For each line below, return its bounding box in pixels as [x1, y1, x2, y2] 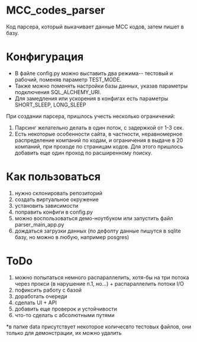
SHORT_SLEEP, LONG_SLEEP [14, 101, 86, 108]
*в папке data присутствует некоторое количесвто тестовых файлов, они [6, 323, 192, 330]
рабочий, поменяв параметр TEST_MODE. [14, 76, 122, 83]
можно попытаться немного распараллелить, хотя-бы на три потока [14, 273, 189, 281]
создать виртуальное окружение [14, 196, 99, 203]
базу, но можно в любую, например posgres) [14, 233, 130, 240]
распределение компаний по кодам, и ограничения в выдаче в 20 [14, 137, 183, 144]
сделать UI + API [14, 299, 57, 306]
